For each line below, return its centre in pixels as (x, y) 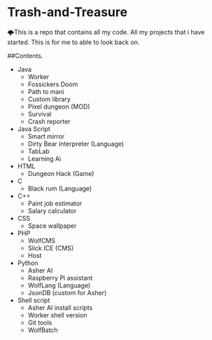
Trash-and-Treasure (68, 12)
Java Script (34, 129)
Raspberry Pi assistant (60, 278)
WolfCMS (42, 240)
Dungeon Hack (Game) (61, 173)
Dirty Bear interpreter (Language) (76, 144)
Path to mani (46, 91)
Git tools (40, 322)
